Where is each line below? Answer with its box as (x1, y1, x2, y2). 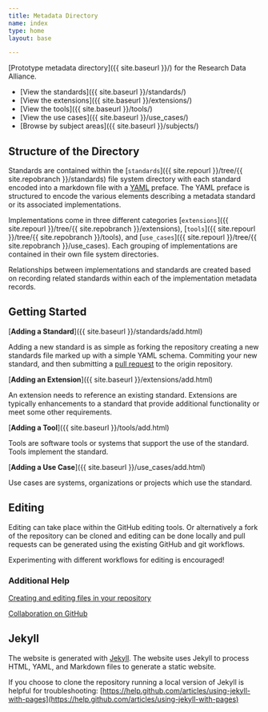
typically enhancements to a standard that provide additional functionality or (8, 398, 260, 408)
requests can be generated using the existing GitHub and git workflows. (8, 539, 246, 549)
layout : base (8, 34, 52, 42)
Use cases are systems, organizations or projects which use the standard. (8, 478, 252, 487)
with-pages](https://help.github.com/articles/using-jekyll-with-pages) (8, 694, 239, 704)
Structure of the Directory (8, 144, 140, 158)
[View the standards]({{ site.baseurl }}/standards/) (19, 87, 186, 97)
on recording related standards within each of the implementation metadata (8, 273, 258, 283)
